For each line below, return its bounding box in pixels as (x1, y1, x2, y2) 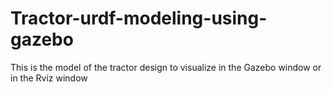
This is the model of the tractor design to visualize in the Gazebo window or (10, 61, 322, 73)
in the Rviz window (10, 72, 88, 84)
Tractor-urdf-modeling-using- (10, 7, 268, 30)
